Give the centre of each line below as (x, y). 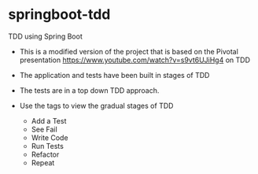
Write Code (50, 137)
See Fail (44, 129)
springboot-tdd (59, 15)
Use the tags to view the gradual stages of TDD (96, 106)
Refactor (45, 154)
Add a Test (49, 120)
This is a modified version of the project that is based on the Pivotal (129, 51)
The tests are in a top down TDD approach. (89, 90)
